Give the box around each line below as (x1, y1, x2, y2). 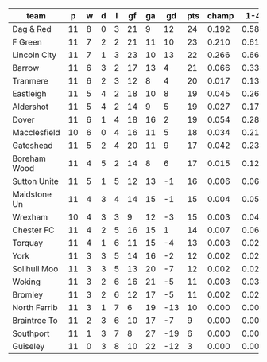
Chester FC (12, 224, 55, 235)
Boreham (12, 153, 46, 164)
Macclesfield (12, 127, 61, 138)
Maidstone (12, 189, 52, 200)
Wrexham (12, 212, 48, 222)
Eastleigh (12, 88, 47, 99)
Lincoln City (12, 49, 57, 60)
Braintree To (12, 315, 58, 325)
